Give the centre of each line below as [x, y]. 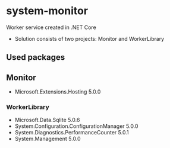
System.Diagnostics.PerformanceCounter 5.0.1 [72, 133]
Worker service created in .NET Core [51, 27]
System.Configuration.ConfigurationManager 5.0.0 [76, 126]
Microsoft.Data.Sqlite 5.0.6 [47, 120]
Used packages [36, 57]
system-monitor [47, 11]
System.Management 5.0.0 [48, 139]
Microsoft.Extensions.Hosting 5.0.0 [58, 92]
